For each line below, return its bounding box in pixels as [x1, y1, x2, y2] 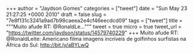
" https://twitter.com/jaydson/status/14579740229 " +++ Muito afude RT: [6, 29, 179, 36]
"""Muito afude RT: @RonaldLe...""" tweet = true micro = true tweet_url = [6, 23, 182, 30]
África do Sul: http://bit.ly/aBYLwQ [6, 41, 89, 48]
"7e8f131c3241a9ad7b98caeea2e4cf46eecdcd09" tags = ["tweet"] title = [6, 17, 183, 24]
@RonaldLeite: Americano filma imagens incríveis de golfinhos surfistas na [6, 36, 187, 42]
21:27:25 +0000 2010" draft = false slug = [6, 11, 107, 18]
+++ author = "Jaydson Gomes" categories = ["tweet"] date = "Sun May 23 [6, 5, 188, 11]
